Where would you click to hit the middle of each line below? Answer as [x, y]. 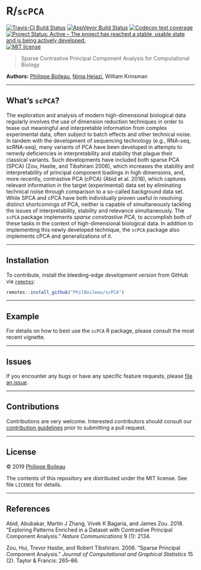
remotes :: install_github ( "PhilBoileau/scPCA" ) [65, 292]
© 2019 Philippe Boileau [36, 466]
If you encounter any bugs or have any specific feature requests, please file [99, 376]
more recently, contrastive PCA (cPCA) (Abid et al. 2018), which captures [96, 178]
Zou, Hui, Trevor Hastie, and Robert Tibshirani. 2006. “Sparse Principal [93, 548]
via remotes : [21, 281]
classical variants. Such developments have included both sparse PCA [93, 159]
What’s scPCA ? [33, 101]
